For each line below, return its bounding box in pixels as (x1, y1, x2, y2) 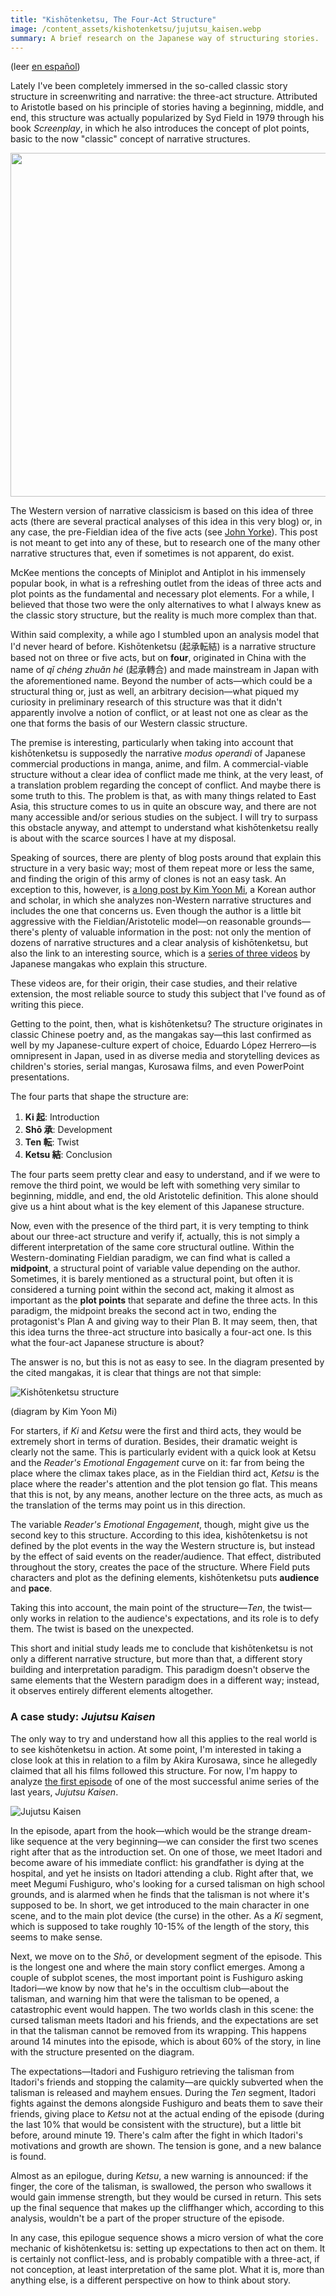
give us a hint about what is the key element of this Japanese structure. (10, 1201, 305, 1213)
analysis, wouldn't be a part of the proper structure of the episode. (10, 2212, 285, 2224)
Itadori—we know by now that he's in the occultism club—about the (10, 1982, 290, 1994)
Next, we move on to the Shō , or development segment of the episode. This (10, 1950, 323, 1962)
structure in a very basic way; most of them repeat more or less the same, (10, 862, 315, 875)
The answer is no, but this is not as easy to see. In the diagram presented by (10, 1356, 325, 1368)
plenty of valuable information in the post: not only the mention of (41, 926, 312, 938)
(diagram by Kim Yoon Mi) (10, 1406, 118, 1418)
